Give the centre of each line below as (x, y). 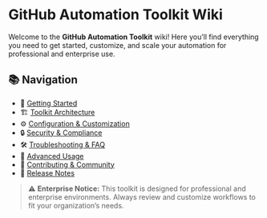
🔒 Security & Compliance (61, 133)
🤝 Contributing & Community (67, 164)
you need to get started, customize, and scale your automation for (117, 45)
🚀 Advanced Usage (52, 156)
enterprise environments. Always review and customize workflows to (142, 196)
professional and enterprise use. (62, 54)
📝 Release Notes (47, 172)
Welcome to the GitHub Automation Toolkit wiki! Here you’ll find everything (133, 37)
